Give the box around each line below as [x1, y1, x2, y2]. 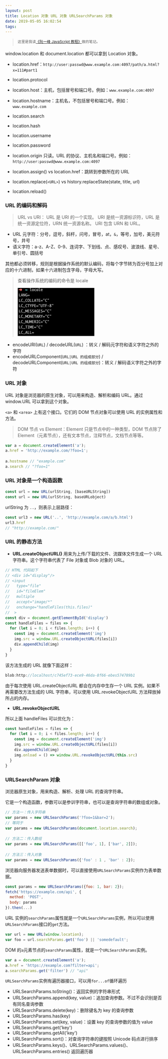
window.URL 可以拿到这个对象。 [5, 398, 71, 404]
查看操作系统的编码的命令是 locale [17, 278, 88, 284]
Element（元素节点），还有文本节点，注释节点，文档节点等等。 [17, 432, 146, 438]
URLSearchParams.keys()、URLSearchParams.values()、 [12, 1042, 131, 1048]
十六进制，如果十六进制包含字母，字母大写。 [13, 267, 106, 273]
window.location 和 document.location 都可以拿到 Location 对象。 [5, 50, 141, 56]
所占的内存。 [5, 695, 31, 701]
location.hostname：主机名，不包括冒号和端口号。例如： [12, 97, 130, 103]
